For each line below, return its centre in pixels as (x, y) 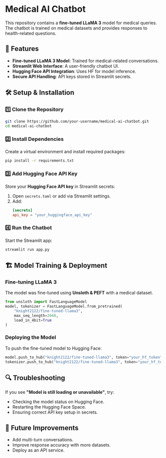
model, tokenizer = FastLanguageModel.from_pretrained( (64, 307)
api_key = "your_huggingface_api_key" (52, 215)
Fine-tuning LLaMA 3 (31, 282)
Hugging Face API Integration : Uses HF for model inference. (74, 71)
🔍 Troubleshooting (35, 378)
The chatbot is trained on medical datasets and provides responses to (76, 28)
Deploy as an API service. (39, 450)
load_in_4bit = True (33, 320)
